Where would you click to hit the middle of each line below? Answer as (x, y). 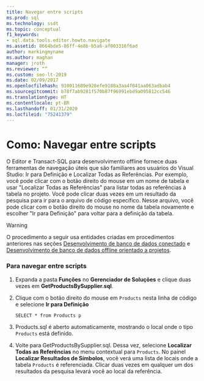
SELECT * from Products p (48, 316)
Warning (17, 225)
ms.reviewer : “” (27, 69)
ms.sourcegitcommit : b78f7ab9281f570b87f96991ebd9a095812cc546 (89, 92)
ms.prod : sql (23, 18)
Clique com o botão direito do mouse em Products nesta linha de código (106, 298)
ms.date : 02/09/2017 (33, 80)
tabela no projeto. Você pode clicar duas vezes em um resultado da (91, 194)
